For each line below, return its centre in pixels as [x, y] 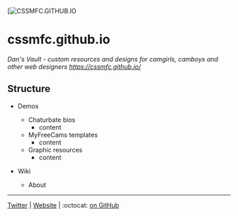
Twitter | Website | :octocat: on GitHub [63, 205]
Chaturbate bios [52, 120]
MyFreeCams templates [63, 135]
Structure [29, 89]
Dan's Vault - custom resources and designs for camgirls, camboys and [113, 59]
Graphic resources [55, 149]
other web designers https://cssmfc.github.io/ [74, 67]
